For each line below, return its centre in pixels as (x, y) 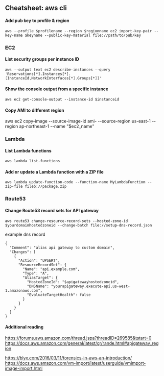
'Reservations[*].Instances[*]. (38, 74)
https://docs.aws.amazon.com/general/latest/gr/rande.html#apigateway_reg (82, 343)
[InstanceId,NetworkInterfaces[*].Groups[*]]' (53, 78)
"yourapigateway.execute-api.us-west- (91, 286)
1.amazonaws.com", (24, 290)
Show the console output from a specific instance (57, 89)
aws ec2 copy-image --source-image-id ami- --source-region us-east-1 (78, 121)
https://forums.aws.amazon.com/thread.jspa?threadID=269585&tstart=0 (78, 338)
